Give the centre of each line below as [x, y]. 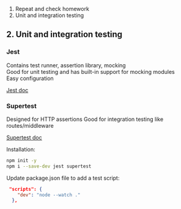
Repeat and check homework [52, 9]
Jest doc [17, 90]
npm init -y [21, 160]
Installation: [21, 149]
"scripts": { [26, 189]
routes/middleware [30, 125]
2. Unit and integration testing [65, 35]
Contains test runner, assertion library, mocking [66, 65]
